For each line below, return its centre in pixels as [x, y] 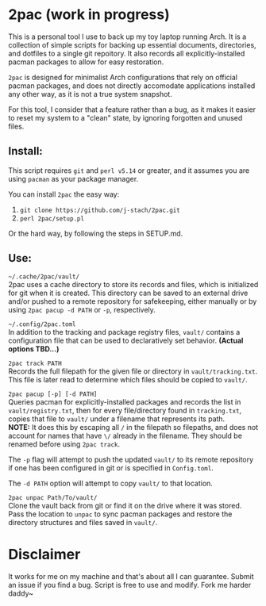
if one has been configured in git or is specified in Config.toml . [111, 468]
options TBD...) [34, 349]
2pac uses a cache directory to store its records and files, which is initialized [133, 284]
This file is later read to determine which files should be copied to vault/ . [128, 379]
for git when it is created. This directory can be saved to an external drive [128, 293]
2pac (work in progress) [89, 15]
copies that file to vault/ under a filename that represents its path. [117, 419]
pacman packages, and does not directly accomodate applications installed [132, 86]
